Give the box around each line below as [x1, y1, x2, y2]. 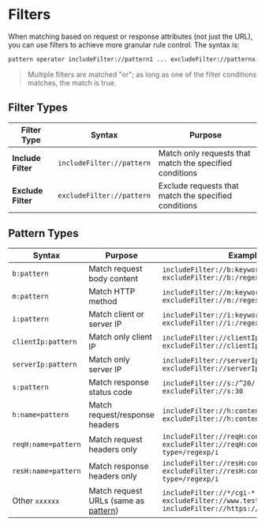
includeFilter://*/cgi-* [162, 488, 256, 498]
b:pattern [12, 269, 49, 278]
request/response [88, 409, 155, 420]
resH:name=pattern [12, 467, 81, 475]
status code [88, 387, 132, 398]
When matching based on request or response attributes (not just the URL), [8, 32, 253, 41]
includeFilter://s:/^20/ [162, 379, 256, 388]
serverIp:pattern [12, 360, 77, 369]
